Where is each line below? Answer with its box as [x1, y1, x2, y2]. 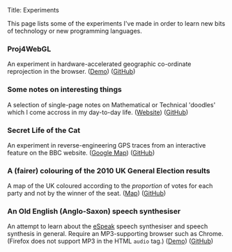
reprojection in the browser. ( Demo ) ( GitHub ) [7, 68, 136, 76]
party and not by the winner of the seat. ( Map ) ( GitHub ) [7, 189, 167, 198]
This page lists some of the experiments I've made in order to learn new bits [7, 19, 226, 27]
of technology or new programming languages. [7, 27, 143, 35]
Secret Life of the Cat [7, 125, 81, 135]
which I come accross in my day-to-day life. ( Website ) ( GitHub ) [7, 108, 189, 116]
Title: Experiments [7, 6, 59, 14]
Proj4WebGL [7, 44, 52, 54]
